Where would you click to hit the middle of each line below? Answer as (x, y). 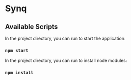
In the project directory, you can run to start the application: (65, 38)
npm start (17, 50)
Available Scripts (31, 27)
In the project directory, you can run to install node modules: (66, 61)
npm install (19, 73)
